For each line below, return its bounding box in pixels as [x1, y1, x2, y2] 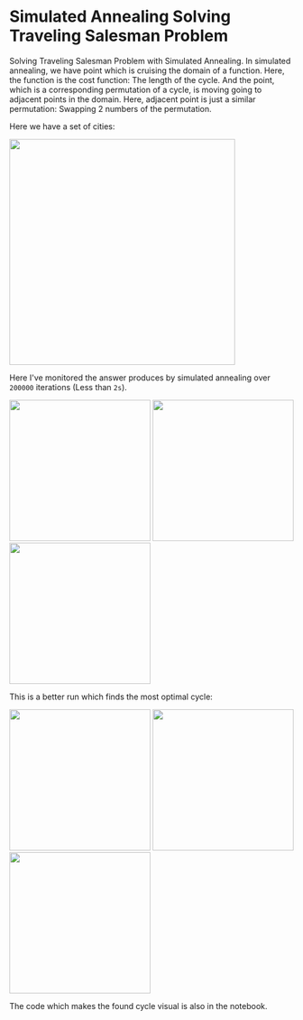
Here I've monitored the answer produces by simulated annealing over [9, 372, 271, 383]
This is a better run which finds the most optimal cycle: [9, 691, 214, 702]
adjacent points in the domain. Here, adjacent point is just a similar [9, 93, 256, 105]
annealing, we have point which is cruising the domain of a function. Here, [9, 65, 285, 76]
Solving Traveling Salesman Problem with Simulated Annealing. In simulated [9, 55, 291, 66]
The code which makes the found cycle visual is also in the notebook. [9, 1000, 268, 1011]
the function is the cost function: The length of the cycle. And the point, [9, 74, 275, 85]
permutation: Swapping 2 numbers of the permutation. [9, 103, 212, 114]
